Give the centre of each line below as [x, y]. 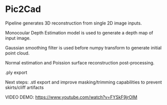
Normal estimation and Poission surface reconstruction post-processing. [80, 62]
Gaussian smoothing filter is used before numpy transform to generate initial [83, 47]
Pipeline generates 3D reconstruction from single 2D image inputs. [74, 23]
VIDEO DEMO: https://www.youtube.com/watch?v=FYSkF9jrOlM [71, 97]
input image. [18, 38]
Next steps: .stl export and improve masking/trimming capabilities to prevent [83, 82]
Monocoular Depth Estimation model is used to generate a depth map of [79, 32]
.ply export [16, 72]
